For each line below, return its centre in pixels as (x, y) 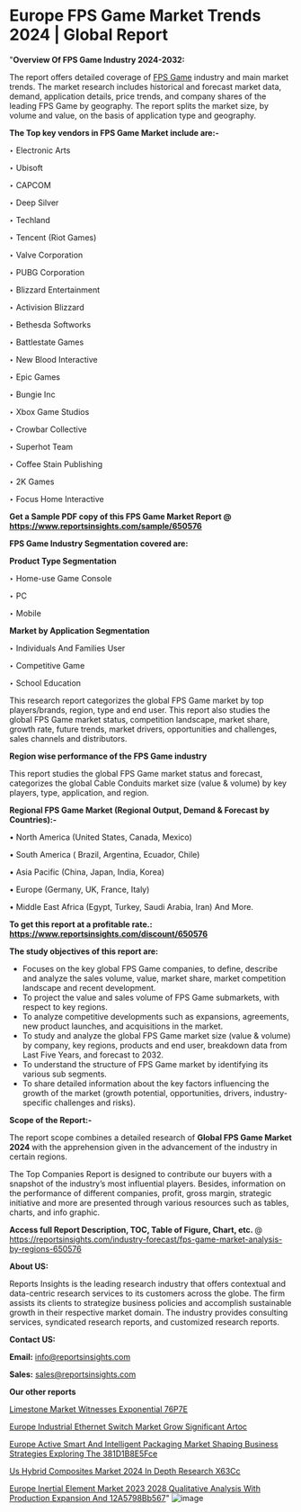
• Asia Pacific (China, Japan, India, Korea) (87, 872)
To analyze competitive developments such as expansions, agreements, (155, 1016)
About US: (29, 1266)
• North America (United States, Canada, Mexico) (101, 837)
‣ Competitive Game (47, 665)
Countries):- (33, 819)
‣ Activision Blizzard (47, 307)
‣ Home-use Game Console (61, 578)
